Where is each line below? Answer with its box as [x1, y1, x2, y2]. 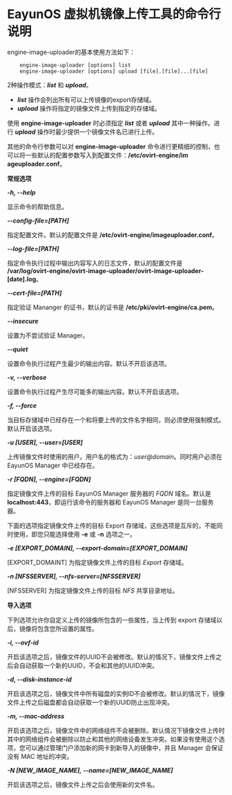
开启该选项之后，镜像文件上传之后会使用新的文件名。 [7, 780, 159, 789]
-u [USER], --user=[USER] [7, 438, 83, 446]
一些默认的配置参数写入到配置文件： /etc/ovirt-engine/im [25, 150, 188, 159]
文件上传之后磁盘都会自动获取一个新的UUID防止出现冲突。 [7, 698, 174, 706]
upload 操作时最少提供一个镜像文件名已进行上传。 [14, 128, 159, 136]
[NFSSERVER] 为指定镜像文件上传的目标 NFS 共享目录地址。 [7, 586, 179, 595]
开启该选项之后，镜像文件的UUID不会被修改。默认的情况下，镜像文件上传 [7, 652, 216, 661]
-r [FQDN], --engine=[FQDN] [7, 475, 91, 483]
